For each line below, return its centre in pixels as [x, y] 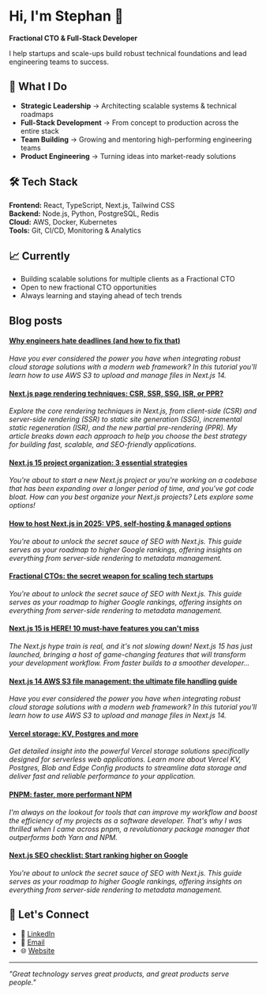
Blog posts [36, 321]
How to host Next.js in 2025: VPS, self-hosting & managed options [120, 523]
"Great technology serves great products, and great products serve [119, 974]
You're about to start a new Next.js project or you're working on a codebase [133, 480]
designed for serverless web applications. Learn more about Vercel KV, [125, 759]
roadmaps [37, 114]
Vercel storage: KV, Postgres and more [74, 733]
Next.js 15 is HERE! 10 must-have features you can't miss [104, 629]
